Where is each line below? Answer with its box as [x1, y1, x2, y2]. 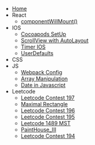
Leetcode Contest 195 [20, 113, 75, 120]
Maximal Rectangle [20, 101, 68, 107]
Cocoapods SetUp [20, 31, 67, 38]
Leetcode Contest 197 [20, 94, 75, 101]
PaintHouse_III [20, 126, 57, 133]
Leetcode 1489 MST [20, 120, 71, 126]
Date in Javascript [20, 81, 66, 89]
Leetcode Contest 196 [20, 107, 75, 114]
